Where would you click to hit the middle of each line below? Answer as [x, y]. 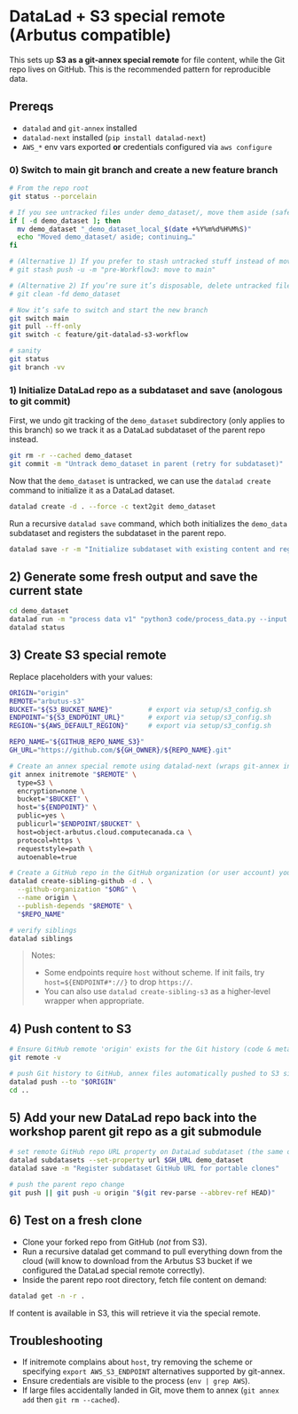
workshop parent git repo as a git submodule [135, 1132]
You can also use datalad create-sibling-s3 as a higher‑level [157, 991]
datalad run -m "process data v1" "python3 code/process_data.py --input [149, 620]
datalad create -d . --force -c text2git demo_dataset [113, 506]
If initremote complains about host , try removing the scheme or [137, 1362]
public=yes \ [41, 816]
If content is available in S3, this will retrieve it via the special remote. [135, 1313]
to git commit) [40, 401]
